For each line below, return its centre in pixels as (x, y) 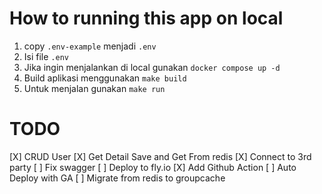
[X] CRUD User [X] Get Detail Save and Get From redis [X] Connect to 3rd (160, 156)
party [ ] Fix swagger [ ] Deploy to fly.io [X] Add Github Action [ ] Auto (153, 167)
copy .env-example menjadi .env (90, 46)
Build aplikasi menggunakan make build (105, 78)
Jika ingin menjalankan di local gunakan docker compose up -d (152, 67)
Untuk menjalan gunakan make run (94, 88)
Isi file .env (46, 56)
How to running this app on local (146, 18)
